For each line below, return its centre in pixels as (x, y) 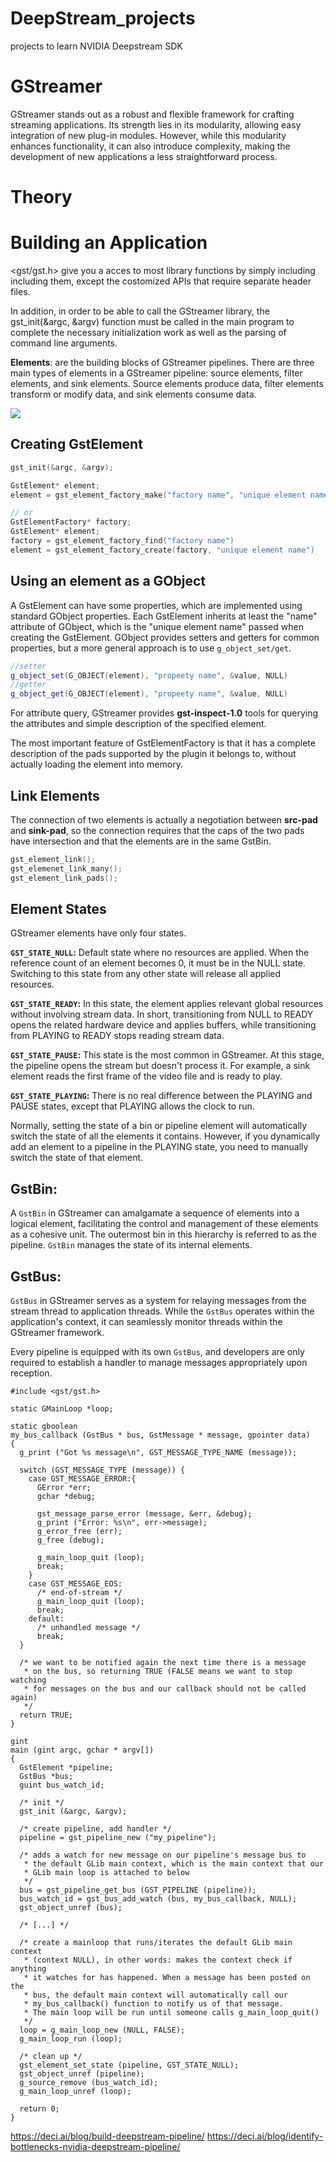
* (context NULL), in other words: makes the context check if (158, 1960)
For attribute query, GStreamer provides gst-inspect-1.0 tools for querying (164, 713)
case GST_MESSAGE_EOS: (75, 1584)
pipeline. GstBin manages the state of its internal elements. (131, 1245)
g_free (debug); (70, 1540)
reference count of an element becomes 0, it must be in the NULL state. (158, 963)
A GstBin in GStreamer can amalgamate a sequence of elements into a (155, 1213)
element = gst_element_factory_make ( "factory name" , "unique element (158, 495)
